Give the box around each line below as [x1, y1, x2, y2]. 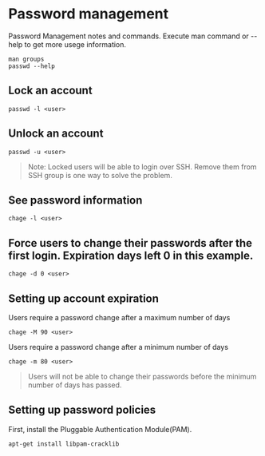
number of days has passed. [27, 380, 122, 390]
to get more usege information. [24, 39, 126, 49]
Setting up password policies [8, 403, 156, 417]
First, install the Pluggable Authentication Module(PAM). [8, 424, 192, 434]
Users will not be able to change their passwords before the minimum [27, 372, 257, 381]
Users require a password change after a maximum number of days [8, 313, 231, 322]
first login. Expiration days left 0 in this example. [8, 248, 254, 262]
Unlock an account [8, 127, 104, 141]
